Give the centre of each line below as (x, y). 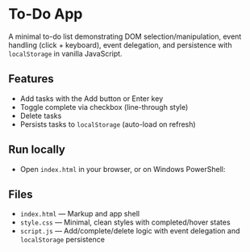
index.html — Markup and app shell (79, 214)
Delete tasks (41, 115)
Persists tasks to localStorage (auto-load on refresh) (108, 124)
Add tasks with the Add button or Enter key (92, 99)
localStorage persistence (62, 240)
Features (31, 79)
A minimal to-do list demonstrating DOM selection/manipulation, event (125, 36)
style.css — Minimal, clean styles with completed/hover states (125, 222)
